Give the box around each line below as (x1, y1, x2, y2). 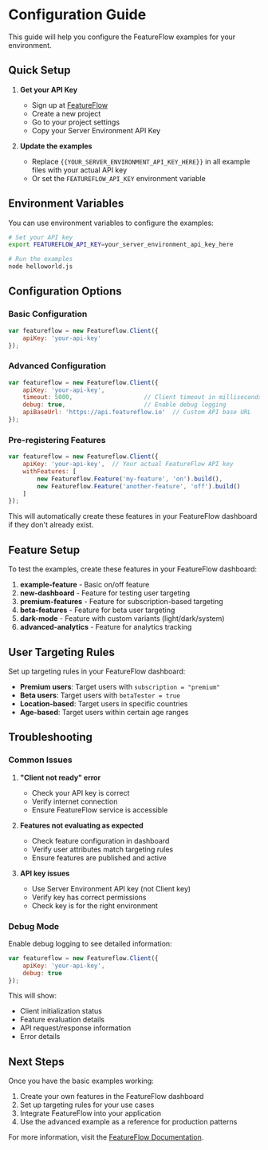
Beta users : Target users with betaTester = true (19, 690, 181, 700)
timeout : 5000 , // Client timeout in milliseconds (22, 393, 262, 401)
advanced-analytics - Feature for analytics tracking (19, 622, 192, 632)
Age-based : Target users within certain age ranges (19, 707, 189, 717)
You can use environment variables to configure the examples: (8, 218, 214, 227)
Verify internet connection (31, 796, 118, 806)
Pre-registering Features (8, 434, 106, 445)
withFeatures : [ (22, 467, 77, 476)
